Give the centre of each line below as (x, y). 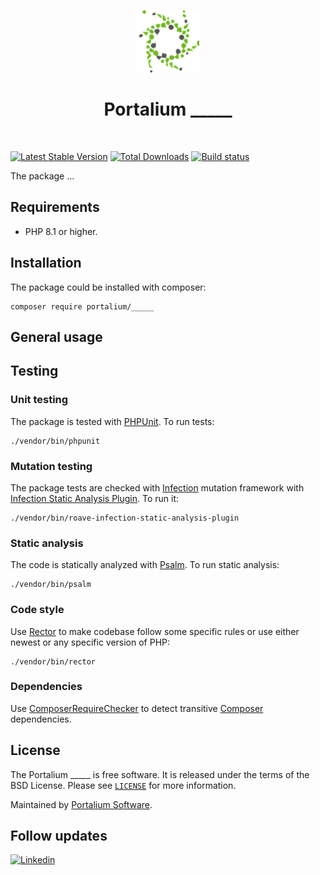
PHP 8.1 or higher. (61, 231)
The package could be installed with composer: (108, 287)
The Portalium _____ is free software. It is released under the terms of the (160, 774)
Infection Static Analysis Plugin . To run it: (95, 498)
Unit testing (39, 400)
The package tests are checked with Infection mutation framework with (157, 487)
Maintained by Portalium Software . (81, 804)
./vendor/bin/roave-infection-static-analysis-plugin (125, 518)
